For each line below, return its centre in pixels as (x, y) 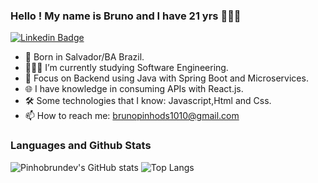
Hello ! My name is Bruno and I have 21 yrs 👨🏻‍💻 (126, 16)
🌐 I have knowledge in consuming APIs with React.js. (134, 89)
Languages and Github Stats (81, 146)
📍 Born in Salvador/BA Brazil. (84, 57)
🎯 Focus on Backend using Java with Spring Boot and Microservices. (166, 78)
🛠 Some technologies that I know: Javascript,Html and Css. (148, 101)
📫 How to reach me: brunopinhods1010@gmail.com (132, 116)
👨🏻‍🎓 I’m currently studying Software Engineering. (126, 68)
